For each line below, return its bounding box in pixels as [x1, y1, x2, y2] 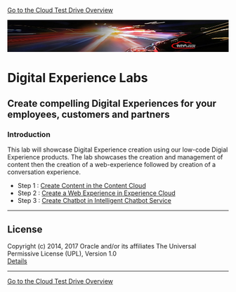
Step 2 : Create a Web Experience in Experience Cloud [17, 189, 176, 197]
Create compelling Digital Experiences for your [7, 98, 216, 109]
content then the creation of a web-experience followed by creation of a [7, 161, 216, 169]
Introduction [7, 130, 51, 140]
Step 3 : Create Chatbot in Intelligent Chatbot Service [17, 197, 172, 205]
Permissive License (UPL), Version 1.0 [7, 249, 117, 258]
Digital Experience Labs [7, 69, 148, 86]
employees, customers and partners [7, 109, 170, 121]
